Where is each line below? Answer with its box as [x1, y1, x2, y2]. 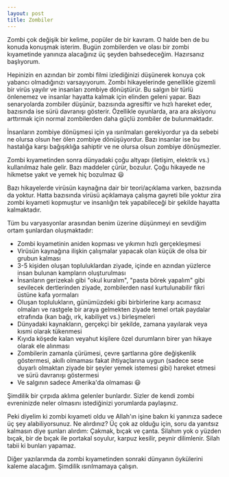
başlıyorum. [7, 57, 40, 65]
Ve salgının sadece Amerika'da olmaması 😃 [16, 378, 141, 386]
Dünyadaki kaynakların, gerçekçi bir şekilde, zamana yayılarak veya [16, 320, 208, 328]
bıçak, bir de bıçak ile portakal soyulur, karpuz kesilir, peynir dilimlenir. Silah [7, 434, 221, 442]
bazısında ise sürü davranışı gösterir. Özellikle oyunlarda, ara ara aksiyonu [7, 107, 216, 115]
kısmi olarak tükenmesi [16, 327, 82, 335]
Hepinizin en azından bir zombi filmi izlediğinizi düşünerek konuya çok [7, 70, 206, 79]
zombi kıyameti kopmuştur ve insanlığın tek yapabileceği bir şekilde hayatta [7, 198, 220, 206]
